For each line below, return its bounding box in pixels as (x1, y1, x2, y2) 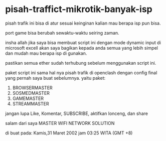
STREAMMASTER (12, 100, 49, 106)
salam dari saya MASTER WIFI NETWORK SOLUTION (5, 120, 115, 126)
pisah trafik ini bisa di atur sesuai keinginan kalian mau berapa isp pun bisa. (5, 20, 161, 26)
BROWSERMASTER (12, 84, 53, 91)
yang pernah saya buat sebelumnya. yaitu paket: (5, 75, 106, 81)
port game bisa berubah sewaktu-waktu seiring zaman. (5, 30, 119, 36)
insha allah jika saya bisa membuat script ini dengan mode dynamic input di (5, 39, 161, 46)
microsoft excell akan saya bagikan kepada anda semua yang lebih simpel (5, 45, 158, 51)
